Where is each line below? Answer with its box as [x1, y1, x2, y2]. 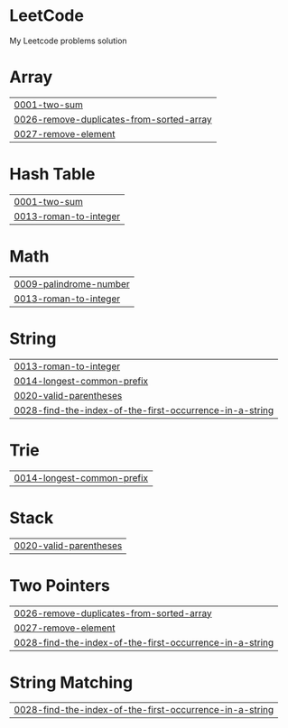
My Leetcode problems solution [9, 35, 128, 46]
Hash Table [9, 164, 96, 185]
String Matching [9, 672, 134, 693]
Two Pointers [9, 575, 111, 595]
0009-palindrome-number [14, 277, 130, 290]
